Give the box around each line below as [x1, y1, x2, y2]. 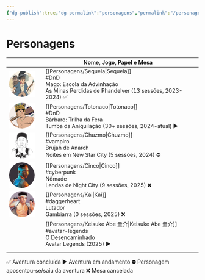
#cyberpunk [45, 168, 76, 176]
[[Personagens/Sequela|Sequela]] [45, 68, 132, 75]
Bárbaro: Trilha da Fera [45, 116, 103, 123]
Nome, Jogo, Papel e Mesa [83, 59, 153, 66]
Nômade [45, 175, 67, 182]
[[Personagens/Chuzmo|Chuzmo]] [45, 131, 133, 138]
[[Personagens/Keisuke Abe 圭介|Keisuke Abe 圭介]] [45, 220, 178, 228]
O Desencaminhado [45, 234, 96, 241]
